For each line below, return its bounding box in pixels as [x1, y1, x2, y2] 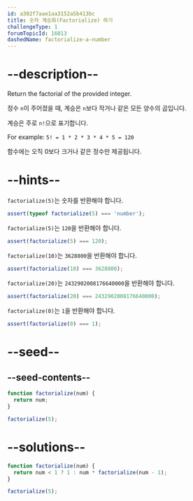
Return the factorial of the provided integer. [7, 90, 132, 98]
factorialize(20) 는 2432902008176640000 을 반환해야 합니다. [7, 278, 175, 287]
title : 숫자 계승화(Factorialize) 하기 [7, 17, 113, 24]
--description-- [7, 66, 99, 83]
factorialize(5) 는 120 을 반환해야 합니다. [7, 223, 122, 232]
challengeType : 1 [7, 23, 58, 30]
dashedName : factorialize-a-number [7, 36, 111, 43]
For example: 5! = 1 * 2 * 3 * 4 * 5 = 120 [7, 133, 134, 141]
